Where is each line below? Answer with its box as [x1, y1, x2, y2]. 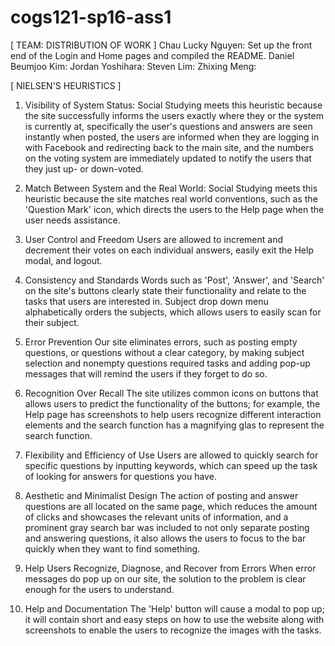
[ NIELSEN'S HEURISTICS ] [10, 79, 122, 91]
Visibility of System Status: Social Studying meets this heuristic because [24, 99, 323, 111]
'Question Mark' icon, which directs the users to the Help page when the [24, 203, 325, 215]
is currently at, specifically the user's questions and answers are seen [24, 120, 313, 132]
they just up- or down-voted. [24, 162, 144, 175]
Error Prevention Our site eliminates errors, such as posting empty [24, 336, 298, 348]
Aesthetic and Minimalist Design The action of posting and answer [24, 489, 299, 501]
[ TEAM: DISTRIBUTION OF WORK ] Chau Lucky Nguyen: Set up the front [10, 39, 313, 51]
